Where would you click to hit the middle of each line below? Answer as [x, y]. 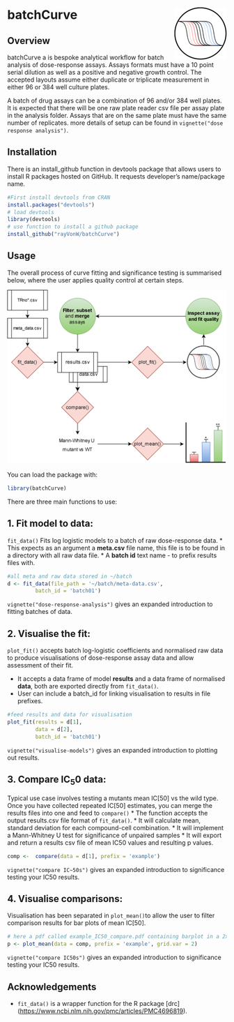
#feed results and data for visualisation [70, 715]
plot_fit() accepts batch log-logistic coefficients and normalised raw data [115, 651]
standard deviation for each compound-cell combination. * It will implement [116, 827]
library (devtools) [34, 220]
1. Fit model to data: [50, 524]
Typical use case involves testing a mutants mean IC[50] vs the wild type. [113, 798]
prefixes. [30, 701]
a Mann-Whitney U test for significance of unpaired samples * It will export [115, 835]
